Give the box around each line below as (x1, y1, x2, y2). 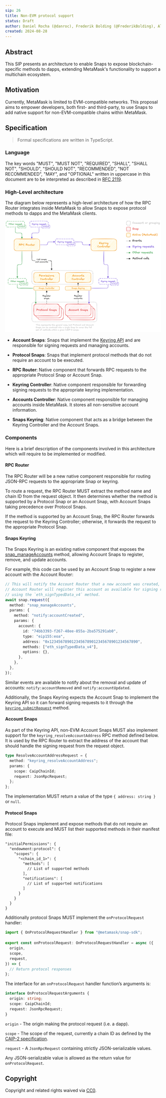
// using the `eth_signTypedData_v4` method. (5, 592, 100, 597)
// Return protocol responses (9, 966, 72, 972)
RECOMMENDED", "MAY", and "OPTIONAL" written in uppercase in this (5, 171, 151, 177)
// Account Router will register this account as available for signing (5, 587, 158, 592)
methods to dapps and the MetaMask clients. (5, 210, 97, 216)
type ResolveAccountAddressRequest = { (5, 753, 87, 758)
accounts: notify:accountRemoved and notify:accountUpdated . (5, 684, 131, 690)
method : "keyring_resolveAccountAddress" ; (9, 758, 98, 763)
